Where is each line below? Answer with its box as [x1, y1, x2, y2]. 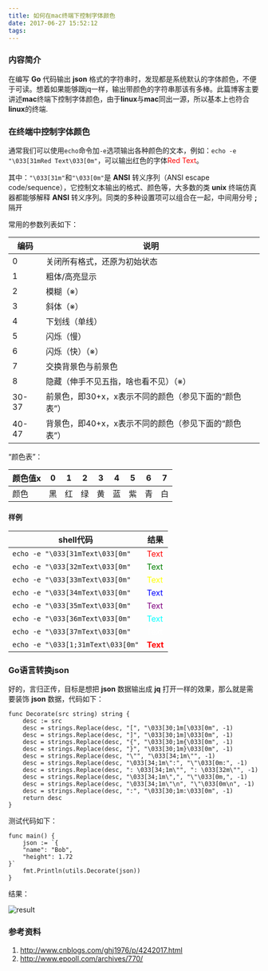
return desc [22, 794, 62, 802]
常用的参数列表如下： [8, 219, 78, 229]
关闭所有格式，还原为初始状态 [45, 256, 158, 267]
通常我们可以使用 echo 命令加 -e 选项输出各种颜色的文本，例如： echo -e [8, 145, 237, 155]
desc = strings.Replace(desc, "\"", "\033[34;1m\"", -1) [22, 752, 216, 760]
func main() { [8, 832, 56, 840]
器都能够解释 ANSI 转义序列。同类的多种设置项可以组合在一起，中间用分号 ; [8, 193, 258, 202]
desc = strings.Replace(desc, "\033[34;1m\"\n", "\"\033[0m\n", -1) [22, 780, 255, 788]
